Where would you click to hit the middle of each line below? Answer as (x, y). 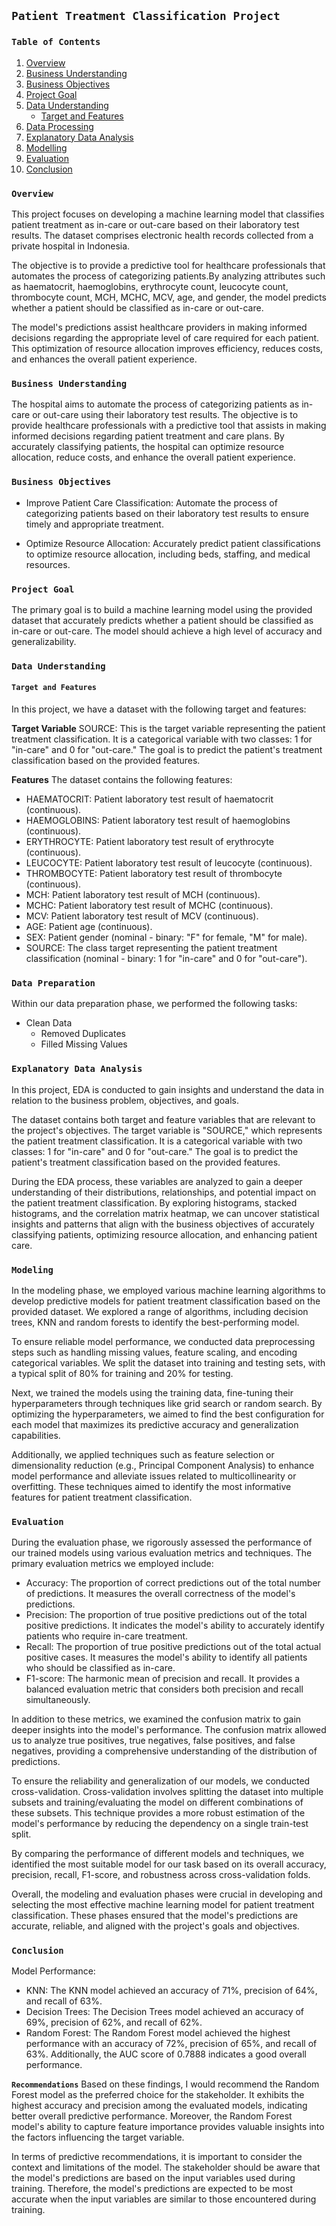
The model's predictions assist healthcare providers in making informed (159, 327)
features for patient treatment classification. (102, 1497)
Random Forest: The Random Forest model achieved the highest (158, 2033)
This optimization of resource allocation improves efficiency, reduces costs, (167, 348)
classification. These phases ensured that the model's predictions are (155, 1916)
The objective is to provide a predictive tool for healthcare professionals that (168, 265)
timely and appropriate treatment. (94, 524)
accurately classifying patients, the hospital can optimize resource (148, 447)
